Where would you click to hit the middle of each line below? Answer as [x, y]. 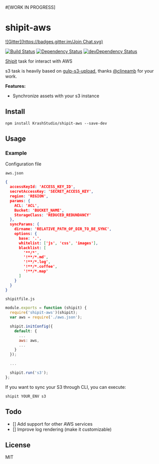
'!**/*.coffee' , [40, 267]
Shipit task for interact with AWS [39, 61]
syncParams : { [24, 224]
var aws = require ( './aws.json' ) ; [46, 317]
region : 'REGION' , [29, 196]
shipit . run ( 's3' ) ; [29, 373]
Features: [16, 86]
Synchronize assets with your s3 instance [56, 96]
